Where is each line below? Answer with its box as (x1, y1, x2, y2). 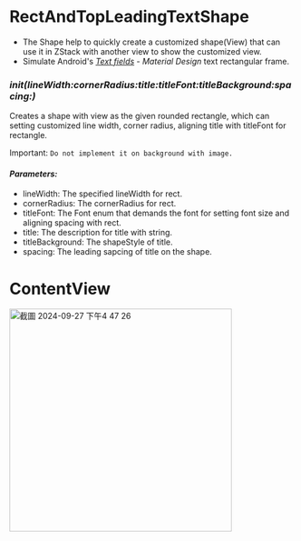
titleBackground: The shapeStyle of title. (22, 236, 173, 247)
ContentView (9, 278, 112, 299)
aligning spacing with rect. (22, 217, 122, 228)
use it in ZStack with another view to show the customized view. (22, 45, 262, 56)
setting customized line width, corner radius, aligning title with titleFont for (9, 120, 286, 131)
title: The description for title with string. (22, 227, 173, 238)
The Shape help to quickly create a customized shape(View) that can (22, 36, 281, 47)
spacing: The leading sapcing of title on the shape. (22, 246, 213, 257)
